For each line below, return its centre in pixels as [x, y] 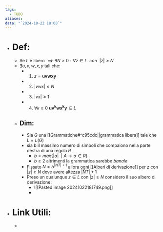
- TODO [16, 14]
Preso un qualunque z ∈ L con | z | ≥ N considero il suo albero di [91, 177]
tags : [10, 9]
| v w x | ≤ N [44, 87]
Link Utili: [31, 212]
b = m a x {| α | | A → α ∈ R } [61, 156]
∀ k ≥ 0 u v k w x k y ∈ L [55, 107]
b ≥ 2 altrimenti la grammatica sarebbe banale [81, 161]
